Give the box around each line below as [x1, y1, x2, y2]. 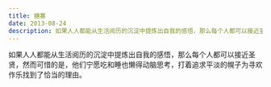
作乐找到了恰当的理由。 [8, 70, 86, 80]
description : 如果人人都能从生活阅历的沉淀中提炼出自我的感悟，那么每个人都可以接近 [8, 27, 260, 35]
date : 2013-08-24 [8, 19, 67, 27]
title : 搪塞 [8, 11, 46, 20]
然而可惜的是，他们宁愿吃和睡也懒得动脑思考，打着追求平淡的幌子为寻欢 [22, 60, 263, 69]
